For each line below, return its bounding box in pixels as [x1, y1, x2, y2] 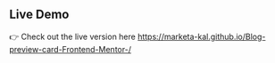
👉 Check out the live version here [9, 31, 136, 42]
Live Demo [9, 7, 70, 22]
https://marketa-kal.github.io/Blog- [137, 31, 266, 42]
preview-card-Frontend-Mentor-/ [9, 43, 132, 54]
